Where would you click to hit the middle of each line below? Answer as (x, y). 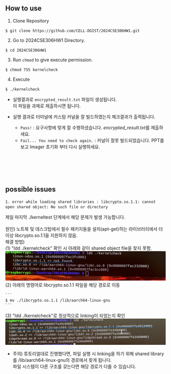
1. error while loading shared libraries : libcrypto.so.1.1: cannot (81, 202)
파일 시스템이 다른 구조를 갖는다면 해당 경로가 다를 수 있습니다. (74, 366)
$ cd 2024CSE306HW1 (26, 50)
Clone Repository (31, 20)
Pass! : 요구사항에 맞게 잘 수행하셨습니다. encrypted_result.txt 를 (85, 127)
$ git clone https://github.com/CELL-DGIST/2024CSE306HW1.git (73, 31)
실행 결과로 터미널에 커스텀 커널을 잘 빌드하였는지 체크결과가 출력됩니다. (84, 117)
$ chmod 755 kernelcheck (32, 70)
